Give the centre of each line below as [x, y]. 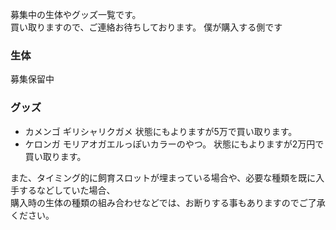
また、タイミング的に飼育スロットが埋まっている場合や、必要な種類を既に [163, 177]
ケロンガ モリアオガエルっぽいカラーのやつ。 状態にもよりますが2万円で [174, 144]
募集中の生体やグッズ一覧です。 [76, 14]
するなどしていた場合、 [67, 190]
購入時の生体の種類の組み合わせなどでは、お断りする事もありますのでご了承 [168, 202]
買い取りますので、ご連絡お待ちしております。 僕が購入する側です [146, 27]
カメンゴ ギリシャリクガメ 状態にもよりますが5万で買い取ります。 [161, 131]
